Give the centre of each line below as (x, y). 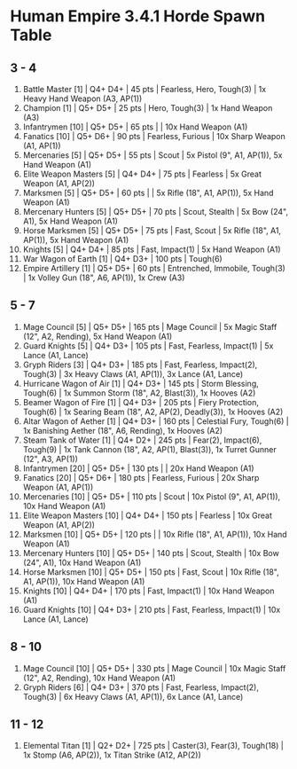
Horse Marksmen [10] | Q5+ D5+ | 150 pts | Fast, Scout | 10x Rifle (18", (151, 572)
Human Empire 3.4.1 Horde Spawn (137, 16)
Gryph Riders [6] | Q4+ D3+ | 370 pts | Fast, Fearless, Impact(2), (141, 687)
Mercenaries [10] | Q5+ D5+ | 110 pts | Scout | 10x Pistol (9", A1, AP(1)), (152, 496)
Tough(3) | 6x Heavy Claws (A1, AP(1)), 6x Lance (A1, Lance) (133, 696)
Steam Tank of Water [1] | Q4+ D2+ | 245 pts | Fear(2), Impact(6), (142, 440)
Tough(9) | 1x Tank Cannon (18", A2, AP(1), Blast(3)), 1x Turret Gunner (150, 449)
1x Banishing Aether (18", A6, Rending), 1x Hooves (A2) (123, 430)
